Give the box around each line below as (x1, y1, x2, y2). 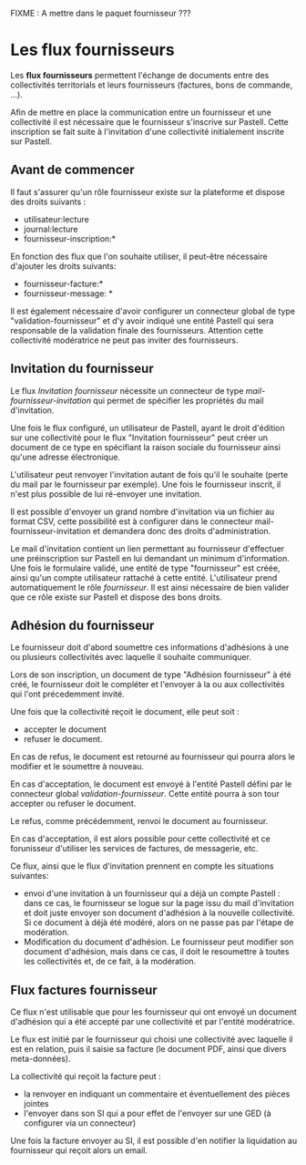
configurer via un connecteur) (23, 1118, 137, 1129)
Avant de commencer (10, 162, 135, 178)
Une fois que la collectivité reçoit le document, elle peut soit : (10, 706, 240, 717)
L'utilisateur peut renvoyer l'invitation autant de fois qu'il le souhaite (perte (10, 469, 289, 479)
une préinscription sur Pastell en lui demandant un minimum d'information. (10, 552, 290, 563)
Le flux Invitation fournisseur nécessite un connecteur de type (10, 385, 244, 396)
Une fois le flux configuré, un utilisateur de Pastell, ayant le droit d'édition (10, 422, 285, 433)
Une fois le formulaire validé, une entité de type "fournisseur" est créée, (10, 562, 280, 573)
